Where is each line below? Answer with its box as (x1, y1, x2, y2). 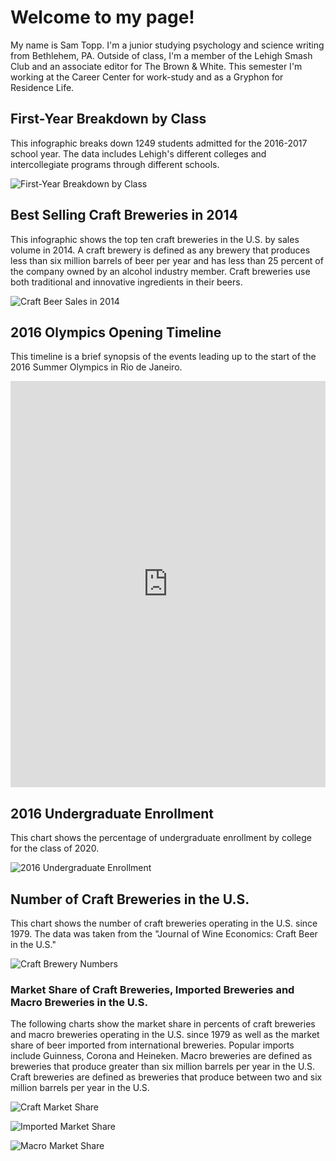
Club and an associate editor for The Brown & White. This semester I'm (10, 60, 303, 72)
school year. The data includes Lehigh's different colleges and (10, 147, 267, 160)
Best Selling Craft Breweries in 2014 (10, 207, 238, 224)
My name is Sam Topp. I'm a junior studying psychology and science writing (10, 39, 325, 51)
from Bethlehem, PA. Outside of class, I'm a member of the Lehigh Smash (10, 49, 313, 61)
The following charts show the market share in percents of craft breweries (10, 1018, 316, 1030)
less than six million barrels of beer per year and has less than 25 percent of (10, 254, 324, 266)
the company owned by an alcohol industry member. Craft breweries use (10, 265, 311, 277)
